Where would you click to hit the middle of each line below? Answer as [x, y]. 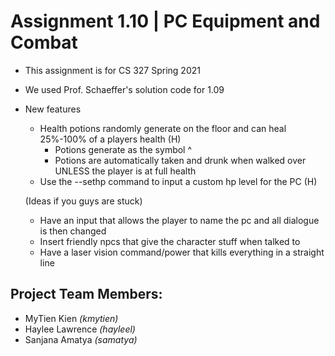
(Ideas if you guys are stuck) [83, 201]
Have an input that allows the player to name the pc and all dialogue [179, 220]
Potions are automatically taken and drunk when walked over [180, 160]
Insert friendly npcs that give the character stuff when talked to [170, 241]
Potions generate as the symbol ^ [123, 149]
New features [53, 109]
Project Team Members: [86, 294]
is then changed [73, 231]
